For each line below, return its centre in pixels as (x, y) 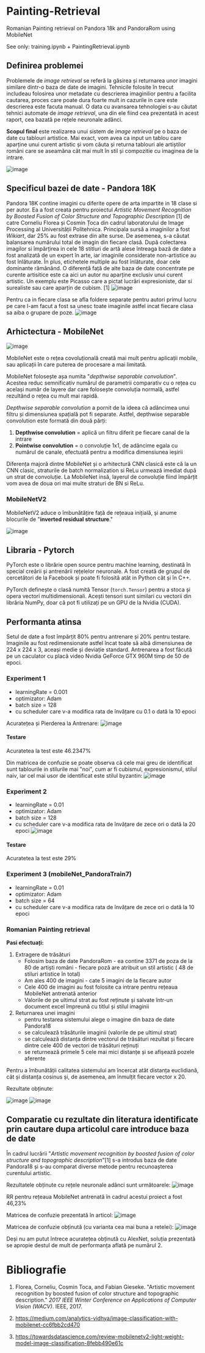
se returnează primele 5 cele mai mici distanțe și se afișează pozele (109, 1052)
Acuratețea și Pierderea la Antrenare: (53, 723)
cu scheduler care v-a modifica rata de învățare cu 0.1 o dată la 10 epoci (106, 711)
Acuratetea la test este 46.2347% (49, 751)
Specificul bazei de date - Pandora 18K (81, 189)
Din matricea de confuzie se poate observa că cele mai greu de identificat (99, 762)
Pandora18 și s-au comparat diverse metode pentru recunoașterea (90, 1167)
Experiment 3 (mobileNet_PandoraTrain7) (69, 874)
